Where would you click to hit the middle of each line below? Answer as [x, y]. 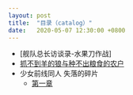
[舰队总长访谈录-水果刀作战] [66, 54]
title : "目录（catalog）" [50, 23]
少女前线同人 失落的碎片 [59, 74]
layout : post [30, 15]
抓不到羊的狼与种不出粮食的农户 [72, 63]
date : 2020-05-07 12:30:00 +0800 [67, 30]
